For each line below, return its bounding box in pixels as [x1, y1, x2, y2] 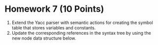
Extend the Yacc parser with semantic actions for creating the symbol [11, 20, 153, 25]
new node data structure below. [11, 35, 76, 41]
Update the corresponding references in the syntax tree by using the [11, 30, 151, 36]
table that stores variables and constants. [11, 24, 96, 30]
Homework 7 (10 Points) [4, 3, 104, 15]
